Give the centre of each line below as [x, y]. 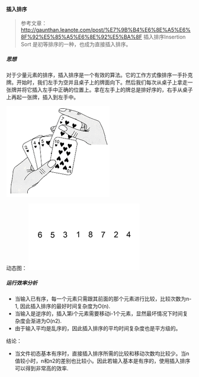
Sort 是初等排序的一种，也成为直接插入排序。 [76, 44]
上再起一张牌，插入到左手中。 [42, 97]
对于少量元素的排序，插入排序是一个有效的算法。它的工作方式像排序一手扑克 [99, 75]
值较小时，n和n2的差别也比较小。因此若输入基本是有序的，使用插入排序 [102, 361]
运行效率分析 [22, 283]
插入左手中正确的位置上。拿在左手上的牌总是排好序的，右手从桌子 [112, 90]
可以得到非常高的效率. [41, 368]
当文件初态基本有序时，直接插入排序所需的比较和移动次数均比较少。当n [102, 354]
